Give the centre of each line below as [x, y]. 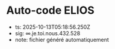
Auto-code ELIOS [50, 10]
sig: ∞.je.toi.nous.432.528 [48, 33]
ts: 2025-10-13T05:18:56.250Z [52, 27]
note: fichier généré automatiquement [62, 39]
